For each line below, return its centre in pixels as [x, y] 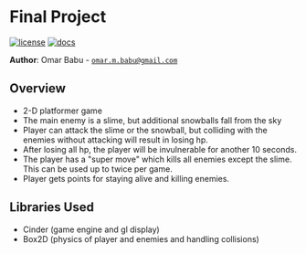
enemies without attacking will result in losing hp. [115, 140]
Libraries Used [52, 207]
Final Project [58, 17]
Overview [38, 89]
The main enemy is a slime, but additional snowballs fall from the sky [152, 120]
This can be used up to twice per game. [98, 169]
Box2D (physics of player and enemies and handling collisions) [141, 238]
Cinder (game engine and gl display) [91, 229]
